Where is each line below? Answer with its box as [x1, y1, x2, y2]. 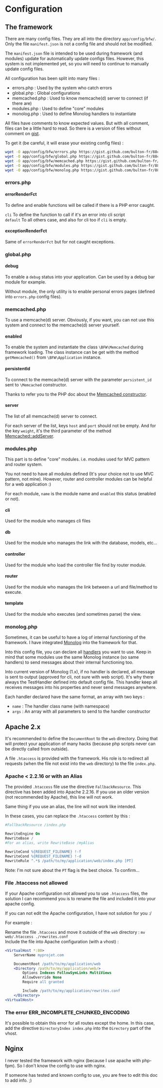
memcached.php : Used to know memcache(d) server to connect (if [12, 95, 148, 101]
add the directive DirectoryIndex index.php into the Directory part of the [5, 1025, 151, 1031]
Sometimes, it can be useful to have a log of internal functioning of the [5, 634, 146, 640]
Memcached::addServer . [5, 433, 54, 439]
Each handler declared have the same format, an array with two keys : [5, 694, 145, 700]
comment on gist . [5, 131, 40, 136]
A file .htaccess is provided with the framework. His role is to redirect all [5, 755, 149, 762]
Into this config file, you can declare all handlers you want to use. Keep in [5, 649, 151, 655]
